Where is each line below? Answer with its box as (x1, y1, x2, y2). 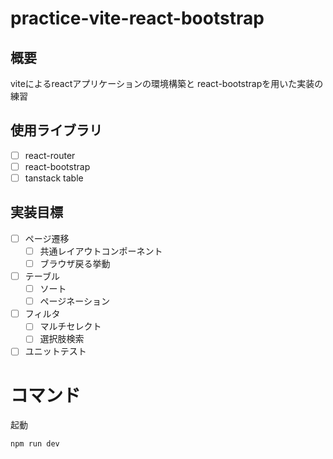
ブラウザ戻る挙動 (39, 257, 111, 269)
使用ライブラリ (10, 122, 103, 139)
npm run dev (10, 439, 60, 449)
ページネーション (39, 295, 111, 307)
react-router (24, 149, 76, 161)
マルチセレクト (39, 320, 102, 332)
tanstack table (24, 172, 84, 184)
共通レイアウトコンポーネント (39, 245, 163, 257)
